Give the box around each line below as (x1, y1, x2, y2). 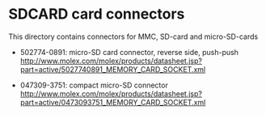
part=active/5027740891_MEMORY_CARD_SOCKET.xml (19, 64, 206, 74)
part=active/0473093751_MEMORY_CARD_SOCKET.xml (19, 97, 206, 107)
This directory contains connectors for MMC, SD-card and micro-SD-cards (8, 32, 259, 41)
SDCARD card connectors (8, 5, 185, 23)
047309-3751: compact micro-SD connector (19, 80, 168, 90)
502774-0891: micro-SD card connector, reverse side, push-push (19, 47, 239, 57)
